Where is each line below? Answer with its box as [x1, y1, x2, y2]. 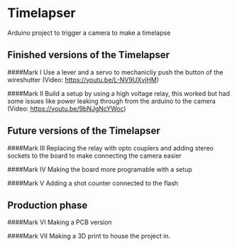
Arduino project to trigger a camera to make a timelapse [7, 28, 171, 37]
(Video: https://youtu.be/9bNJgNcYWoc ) [7, 104, 126, 113]
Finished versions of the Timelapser [7, 49, 170, 61]
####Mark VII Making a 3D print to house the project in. [7, 232, 171, 241]
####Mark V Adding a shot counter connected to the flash [7, 179, 179, 187]
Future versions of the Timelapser [7, 125, 161, 137]
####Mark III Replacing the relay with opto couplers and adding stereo [7, 143, 214, 152]
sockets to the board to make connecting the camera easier [7, 151, 182, 160]
